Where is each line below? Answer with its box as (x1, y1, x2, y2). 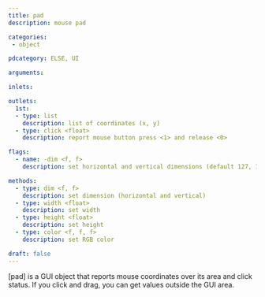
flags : (8, 148, 30, 156)
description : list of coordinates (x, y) (22, 119, 160, 127)
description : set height (22, 221, 104, 229)
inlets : (8, 84, 34, 91)
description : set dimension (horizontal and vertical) (22, 191, 207, 199)
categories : (8, 33, 47, 41)
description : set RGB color (22, 236, 114, 243)
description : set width (22, 206, 101, 214)
